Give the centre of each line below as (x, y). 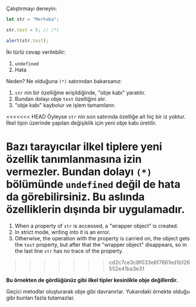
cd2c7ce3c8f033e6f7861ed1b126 (149, 262)
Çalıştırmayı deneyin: (32, 9)
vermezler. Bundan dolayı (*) (79, 172)
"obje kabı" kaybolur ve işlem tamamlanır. (65, 105)
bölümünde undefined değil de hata (93, 184)
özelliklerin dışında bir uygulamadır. (95, 209)
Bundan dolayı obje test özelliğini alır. (61, 99)
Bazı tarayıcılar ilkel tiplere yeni (84, 146)
